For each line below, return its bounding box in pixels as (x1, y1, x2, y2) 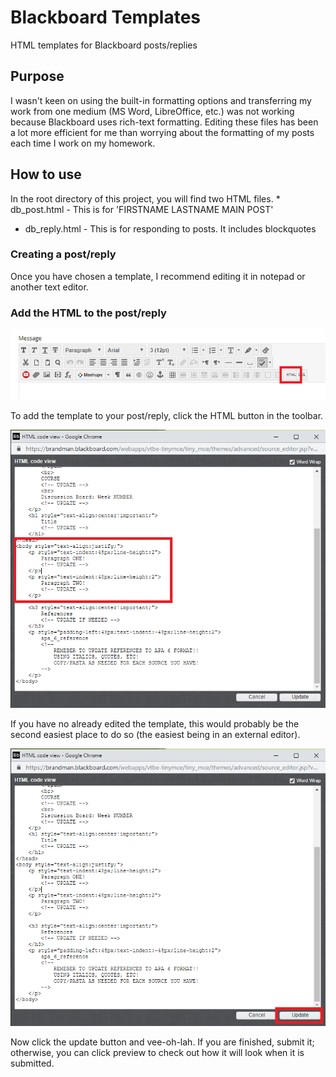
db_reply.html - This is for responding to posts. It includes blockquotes (24, 222, 317, 235)
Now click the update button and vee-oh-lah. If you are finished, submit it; (10, 1036, 315, 1048)
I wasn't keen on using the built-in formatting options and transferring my (10, 94, 312, 106)
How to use (10, 166, 82, 183)
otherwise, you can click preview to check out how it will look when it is (10, 1047, 305, 1059)
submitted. (10, 1057, 55, 1070)
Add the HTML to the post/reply (10, 306, 167, 320)
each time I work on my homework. (10, 137, 156, 149)
